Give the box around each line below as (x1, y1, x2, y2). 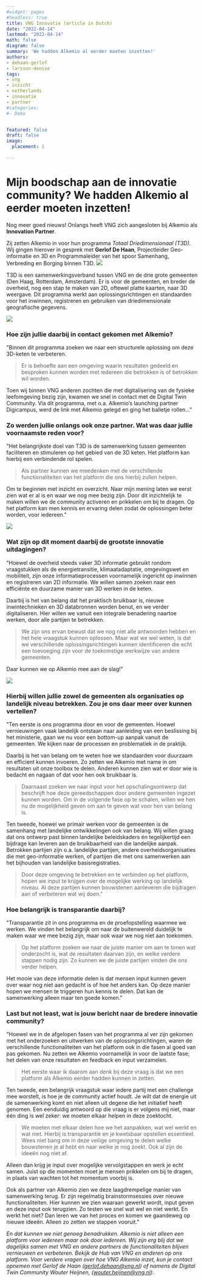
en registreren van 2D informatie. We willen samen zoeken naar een (6, 578, 176, 585)
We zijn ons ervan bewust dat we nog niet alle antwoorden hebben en (21, 627, 196, 635)
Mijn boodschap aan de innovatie (6, 175, 177, 189)
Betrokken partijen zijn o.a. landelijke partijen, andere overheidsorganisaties (6, 846, 196, 853)
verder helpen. (21, 963, 58, 971)
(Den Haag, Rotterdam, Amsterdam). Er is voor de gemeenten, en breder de (6, 277, 195, 285)
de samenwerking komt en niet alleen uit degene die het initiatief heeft (6, 1099, 182, 1107)
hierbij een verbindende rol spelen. (6, 456, 94, 463)
